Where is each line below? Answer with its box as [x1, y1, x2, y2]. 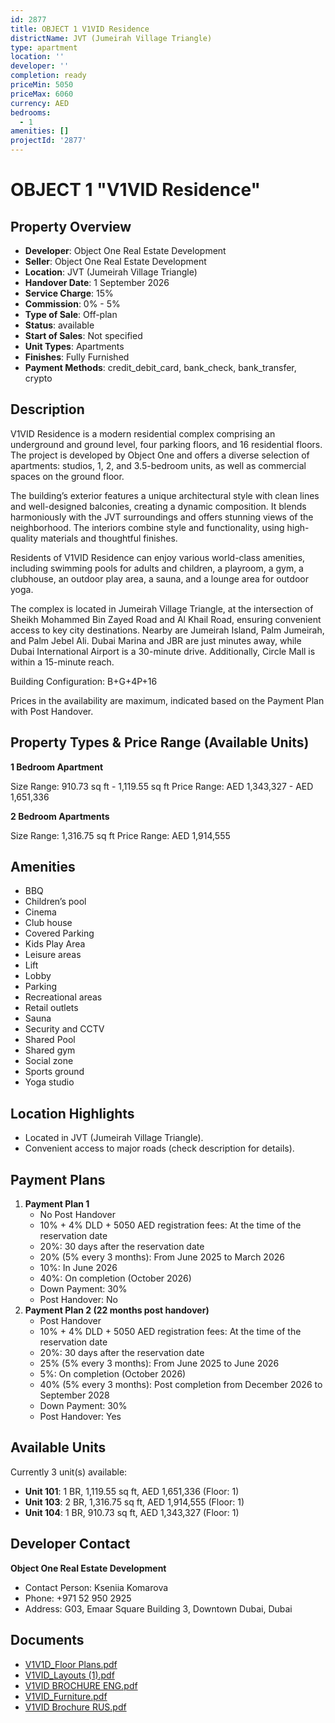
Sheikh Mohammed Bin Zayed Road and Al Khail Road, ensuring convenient [10, 613, 322, 625]
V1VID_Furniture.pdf [24, 1690, 108, 1702]
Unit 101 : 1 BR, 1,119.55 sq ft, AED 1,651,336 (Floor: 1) [24, 1485, 240, 1497]
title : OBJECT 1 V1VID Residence [10, 24, 150, 34]
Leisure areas [24, 949, 82, 961]
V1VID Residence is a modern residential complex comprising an [10, 427, 276, 440]
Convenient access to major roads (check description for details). [24, 1142, 295, 1155]
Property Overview [10, 218, 132, 235]
